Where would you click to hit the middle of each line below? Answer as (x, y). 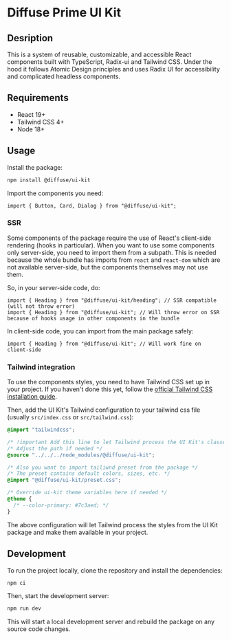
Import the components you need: (55, 193)
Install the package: (35, 167)
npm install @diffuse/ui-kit (49, 180)
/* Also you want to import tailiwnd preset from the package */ (102, 467)
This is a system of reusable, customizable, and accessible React (99, 54)
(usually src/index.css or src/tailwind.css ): (70, 417)
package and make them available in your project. (78, 532)
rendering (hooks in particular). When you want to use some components (111, 245)
